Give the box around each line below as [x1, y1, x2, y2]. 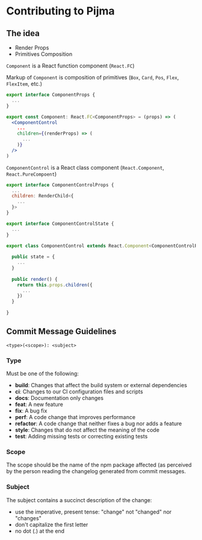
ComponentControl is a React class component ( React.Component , [6, 164, 164, 171]
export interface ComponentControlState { [6, 221, 114, 227]
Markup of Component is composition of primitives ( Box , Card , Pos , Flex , [6, 74, 179, 81]
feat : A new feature [14, 400, 63, 408]
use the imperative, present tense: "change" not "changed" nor [14, 508, 172, 515]
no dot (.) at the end [14, 527, 65, 535]
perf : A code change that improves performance [14, 413, 136, 420]
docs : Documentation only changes [14, 394, 104, 401]
